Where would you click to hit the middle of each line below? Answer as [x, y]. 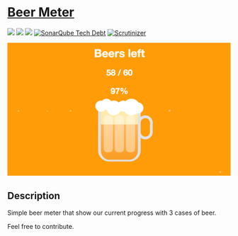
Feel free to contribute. [41, 226]
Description [34, 196]
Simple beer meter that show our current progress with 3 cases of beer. [112, 213]
